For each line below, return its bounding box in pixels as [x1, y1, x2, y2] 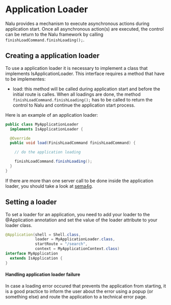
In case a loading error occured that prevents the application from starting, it [5, 283, 166, 289]
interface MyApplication [5, 251, 58, 256]
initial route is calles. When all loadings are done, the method [12, 91, 141, 97]
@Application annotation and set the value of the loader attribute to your [5, 217, 158, 223]
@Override [10, 136, 31, 141]
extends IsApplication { [10, 256, 63, 261]
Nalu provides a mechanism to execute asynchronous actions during [5, 20, 150, 27]
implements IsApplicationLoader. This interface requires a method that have [5, 70, 165, 77]
